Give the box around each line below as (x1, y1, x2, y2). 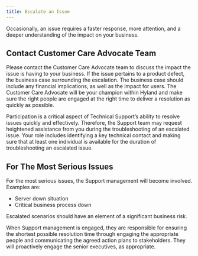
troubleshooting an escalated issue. (6, 144, 93, 151)
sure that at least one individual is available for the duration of (6, 138, 157, 145)
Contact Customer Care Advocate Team (6, 48, 157, 59)
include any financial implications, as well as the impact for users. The (6, 83, 177, 90)
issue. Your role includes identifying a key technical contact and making (6, 132, 181, 139)
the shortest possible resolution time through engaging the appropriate (6, 231, 179, 238)
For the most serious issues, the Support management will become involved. (6, 177, 193, 184)
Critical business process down (14, 202, 92, 209)
